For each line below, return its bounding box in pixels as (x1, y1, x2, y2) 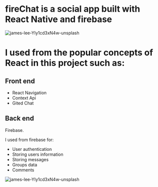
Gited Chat (12, 100, 34, 106)
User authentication (12, 146, 52, 152)
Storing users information (12, 151, 63, 157)
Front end (5, 77, 35, 85)
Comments (12, 167, 35, 173)
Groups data (12, 162, 38, 167)
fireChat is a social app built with (5, 3, 140, 15)
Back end (5, 114, 34, 123)
